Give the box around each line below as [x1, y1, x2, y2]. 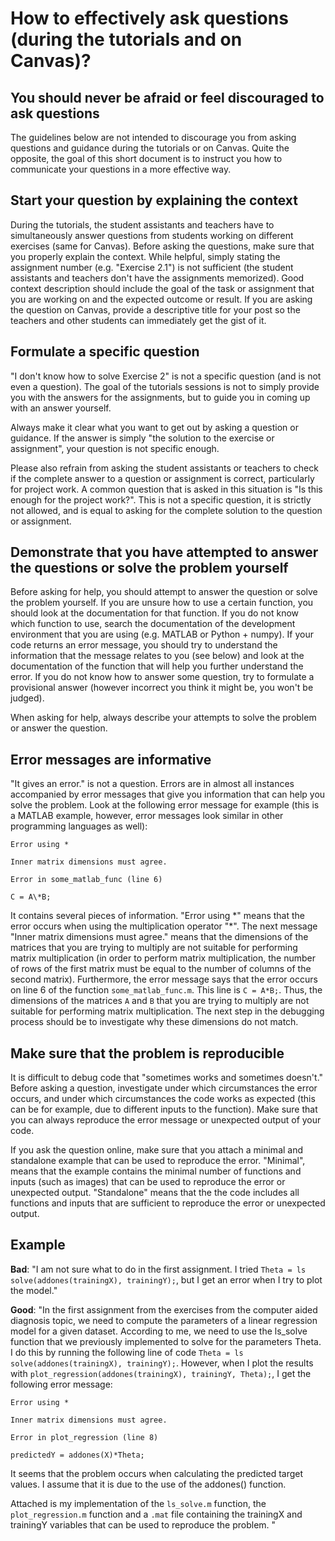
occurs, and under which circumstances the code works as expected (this [10, 1093, 316, 1105]
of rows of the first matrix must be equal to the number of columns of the [10, 963, 312, 975]
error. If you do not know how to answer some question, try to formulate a [10, 671, 315, 683]
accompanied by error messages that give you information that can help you [10, 788, 326, 801]
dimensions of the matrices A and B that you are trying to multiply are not [10, 995, 310, 1007]
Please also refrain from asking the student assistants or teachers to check [10, 462, 319, 474]
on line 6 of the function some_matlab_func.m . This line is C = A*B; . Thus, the [10, 984, 323, 996]
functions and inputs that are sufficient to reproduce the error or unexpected [10, 1197, 326, 1209]
